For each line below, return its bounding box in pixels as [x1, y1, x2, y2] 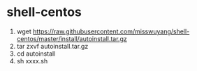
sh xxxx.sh [16, 56, 48, 65]
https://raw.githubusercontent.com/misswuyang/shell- [33, 27, 190, 35]
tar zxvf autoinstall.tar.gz [16, 42, 89, 50]
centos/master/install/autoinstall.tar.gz [16, 34, 127, 42]
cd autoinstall [16, 49, 56, 58]
